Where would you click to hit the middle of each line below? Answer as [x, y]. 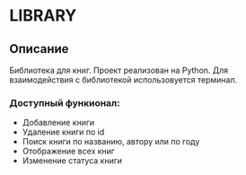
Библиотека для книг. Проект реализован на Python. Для [119, 70]
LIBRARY [43, 16]
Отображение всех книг [68, 151]
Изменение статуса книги [72, 161]
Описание [39, 49]
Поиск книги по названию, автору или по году [111, 142]
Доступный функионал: [65, 102]
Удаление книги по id [63, 132]
